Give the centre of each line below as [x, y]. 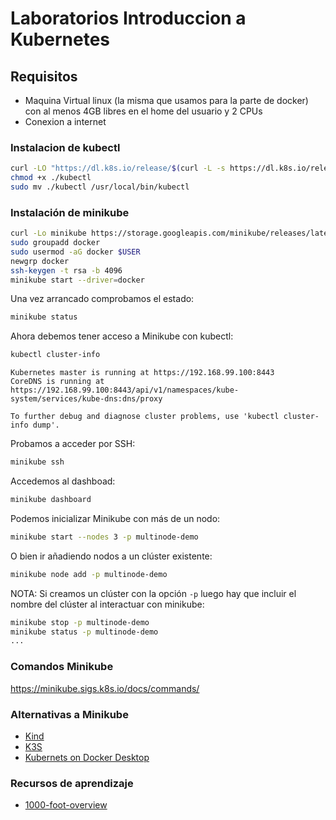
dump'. [46, 425]
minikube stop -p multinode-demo [80, 622]
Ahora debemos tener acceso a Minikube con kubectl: [122, 336]
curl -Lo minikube [48, 233]
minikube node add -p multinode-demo [89, 574]
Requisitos [44, 76]
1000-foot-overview [66, 805]
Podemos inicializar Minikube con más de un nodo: [115, 518]
